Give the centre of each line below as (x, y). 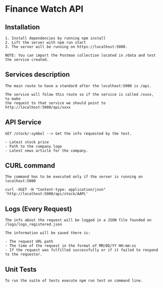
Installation (22, 27)
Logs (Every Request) (39, 209)
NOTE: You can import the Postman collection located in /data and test (81, 55)
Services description (37, 75)
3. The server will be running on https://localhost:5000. (66, 47)
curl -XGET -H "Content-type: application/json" (55, 190)
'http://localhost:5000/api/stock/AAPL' (47, 194)
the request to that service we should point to (55, 103)
